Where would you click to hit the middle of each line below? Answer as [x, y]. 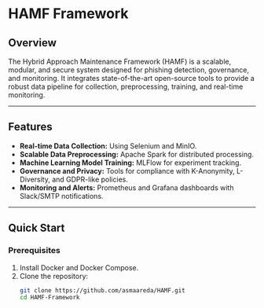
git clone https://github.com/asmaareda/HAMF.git [103, 290]
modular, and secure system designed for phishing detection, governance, [129, 70]
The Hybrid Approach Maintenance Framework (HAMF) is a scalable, [120, 61]
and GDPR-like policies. [90, 179]
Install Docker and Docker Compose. [79, 267]
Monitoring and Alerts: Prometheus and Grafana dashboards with [126, 187]
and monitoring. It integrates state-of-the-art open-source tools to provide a [132, 78]
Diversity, [35, 179]
